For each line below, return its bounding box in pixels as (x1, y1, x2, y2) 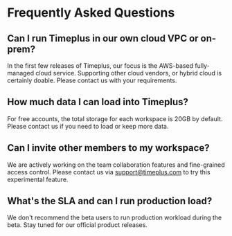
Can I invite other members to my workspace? (7, 142, 210, 154)
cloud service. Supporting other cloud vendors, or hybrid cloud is (35, 69, 222, 77)
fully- (195, 62, 210, 70)
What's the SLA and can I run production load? (7, 195, 213, 207)
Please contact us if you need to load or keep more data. (7, 122, 169, 130)
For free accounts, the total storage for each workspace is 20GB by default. (7, 114, 223, 122)
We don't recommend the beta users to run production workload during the (7, 213, 222, 222)
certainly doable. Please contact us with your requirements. (7, 76, 177, 84)
